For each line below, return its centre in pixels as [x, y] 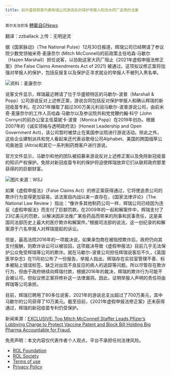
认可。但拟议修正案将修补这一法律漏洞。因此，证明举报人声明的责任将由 [90, 278]
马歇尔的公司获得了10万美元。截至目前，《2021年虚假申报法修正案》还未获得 [85, 301]
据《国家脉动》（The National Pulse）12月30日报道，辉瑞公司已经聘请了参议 [85, 47]
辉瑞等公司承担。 [23, 284]
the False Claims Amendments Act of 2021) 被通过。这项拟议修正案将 [89, 66]
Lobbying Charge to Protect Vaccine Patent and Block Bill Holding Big [78, 324]
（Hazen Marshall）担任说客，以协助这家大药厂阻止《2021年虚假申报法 [80, 60]
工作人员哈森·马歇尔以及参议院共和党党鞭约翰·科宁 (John [93, 113]
